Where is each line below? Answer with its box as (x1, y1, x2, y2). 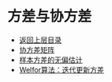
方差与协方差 (7, 7, 93, 25)
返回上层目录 (18, 35, 62, 45)
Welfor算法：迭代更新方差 (18, 64, 105, 74)
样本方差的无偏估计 (18, 55, 83, 64)
